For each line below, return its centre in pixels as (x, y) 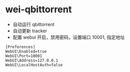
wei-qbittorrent (39, 10)
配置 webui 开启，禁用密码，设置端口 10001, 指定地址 (69, 37)
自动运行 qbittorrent (34, 24)
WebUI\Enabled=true (26, 51)
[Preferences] (20, 47)
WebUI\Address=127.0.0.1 (32, 60)
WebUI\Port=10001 (24, 56)
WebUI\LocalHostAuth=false (34, 65)
